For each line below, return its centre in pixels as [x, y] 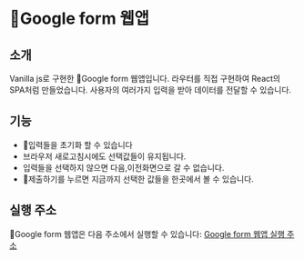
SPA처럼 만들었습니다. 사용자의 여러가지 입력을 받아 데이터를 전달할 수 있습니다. [151, 90]
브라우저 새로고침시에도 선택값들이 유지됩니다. [104, 156]
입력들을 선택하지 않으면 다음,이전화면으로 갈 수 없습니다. [123, 167]
